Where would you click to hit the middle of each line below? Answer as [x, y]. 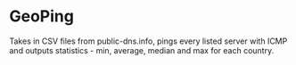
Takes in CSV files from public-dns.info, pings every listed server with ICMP [148, 41]
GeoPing [41, 16]
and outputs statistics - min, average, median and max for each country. [142, 50]
